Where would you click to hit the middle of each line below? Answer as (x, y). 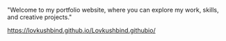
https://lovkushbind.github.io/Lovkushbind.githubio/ (81, 30)
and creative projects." (40, 17)
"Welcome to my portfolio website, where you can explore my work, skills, (113, 10)
